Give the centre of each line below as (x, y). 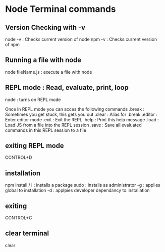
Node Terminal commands (61, 9)
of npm (12, 45)
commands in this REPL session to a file (46, 130)
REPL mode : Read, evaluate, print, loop (67, 88)
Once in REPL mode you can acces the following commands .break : (75, 109)
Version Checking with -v (45, 27)
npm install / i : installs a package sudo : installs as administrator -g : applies (83, 185)
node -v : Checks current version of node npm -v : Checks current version (81, 39)
